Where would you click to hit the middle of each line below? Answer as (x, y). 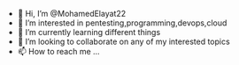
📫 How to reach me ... (58, 51)
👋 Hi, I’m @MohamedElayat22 (72, 14)
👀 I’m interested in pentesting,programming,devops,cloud (122, 23)
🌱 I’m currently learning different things (89, 32)
